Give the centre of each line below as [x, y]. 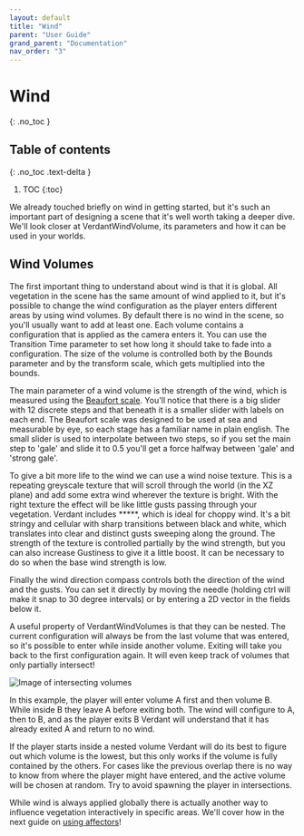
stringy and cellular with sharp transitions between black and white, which [148, 523]
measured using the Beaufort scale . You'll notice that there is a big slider [145, 400]
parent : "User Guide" [50, 34]
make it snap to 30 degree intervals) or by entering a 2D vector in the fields [150, 598]
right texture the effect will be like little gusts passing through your [133, 504]
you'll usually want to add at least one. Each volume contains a [127, 325]
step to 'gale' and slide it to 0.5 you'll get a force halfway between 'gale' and [152, 448]
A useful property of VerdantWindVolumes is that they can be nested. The [147, 626]
